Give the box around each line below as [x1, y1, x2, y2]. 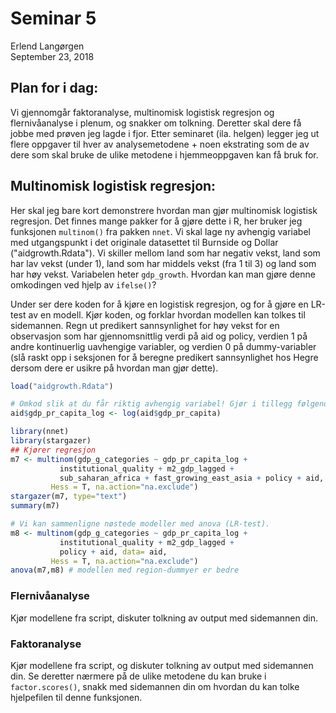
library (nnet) [10, 427, 70, 437]
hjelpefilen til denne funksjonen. [10, 691, 143, 703]
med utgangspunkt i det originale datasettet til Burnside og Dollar [10, 236, 279, 248]
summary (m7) [10, 501, 60, 511]
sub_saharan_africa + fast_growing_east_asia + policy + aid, [59, 473, 325, 483]
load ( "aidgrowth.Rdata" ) [10, 381, 114, 391]
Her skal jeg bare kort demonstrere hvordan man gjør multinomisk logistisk [10, 204, 318, 216]
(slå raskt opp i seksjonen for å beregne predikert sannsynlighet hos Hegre [10, 351, 319, 363]
